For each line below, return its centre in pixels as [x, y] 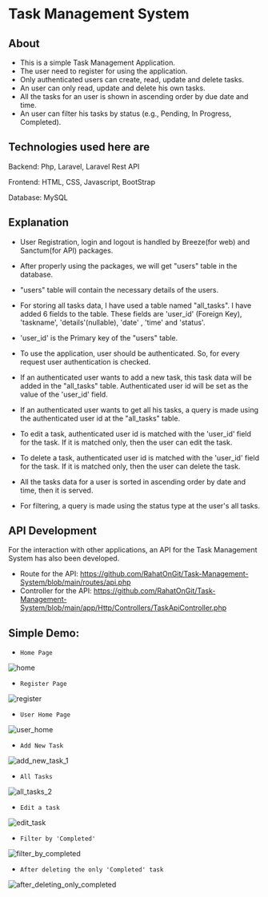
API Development [53, 531]
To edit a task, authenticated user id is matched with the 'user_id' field [136, 433]
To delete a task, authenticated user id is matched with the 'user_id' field [140, 457]
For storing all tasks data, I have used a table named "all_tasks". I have [136, 305]
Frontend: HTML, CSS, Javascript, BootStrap [82, 181]
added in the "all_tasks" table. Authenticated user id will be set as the [134, 385]
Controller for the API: [56, 591]
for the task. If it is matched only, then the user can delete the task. [130, 466]
